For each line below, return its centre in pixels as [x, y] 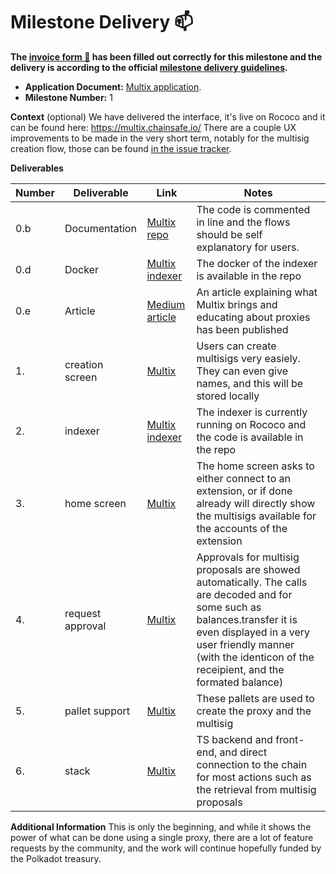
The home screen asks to [255, 466]
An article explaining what [257, 292]
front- [290, 739]
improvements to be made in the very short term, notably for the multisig [160, 138]
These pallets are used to [255, 698]
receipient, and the [240, 669]
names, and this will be [250, 383]
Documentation [100, 228]
